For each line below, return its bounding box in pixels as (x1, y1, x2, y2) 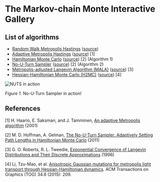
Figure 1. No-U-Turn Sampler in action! (5, 91, 82, 96)
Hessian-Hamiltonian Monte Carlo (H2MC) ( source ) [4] (12, 72, 122, 77)
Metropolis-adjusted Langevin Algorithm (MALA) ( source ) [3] (12, 66, 134, 72)
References (5, 104, 41, 113)
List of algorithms (5, 33, 59, 41)
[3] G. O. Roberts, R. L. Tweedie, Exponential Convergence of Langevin (5, 147, 146, 152)
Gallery (5, 14, 35, 25)
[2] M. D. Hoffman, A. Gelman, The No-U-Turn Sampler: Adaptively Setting (5, 132, 153, 138)
